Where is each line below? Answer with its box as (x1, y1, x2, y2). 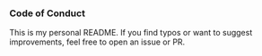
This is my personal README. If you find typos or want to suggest (9, 28, 253, 38)
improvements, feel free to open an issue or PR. (9, 36, 186, 47)
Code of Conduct (9, 7, 85, 20)
